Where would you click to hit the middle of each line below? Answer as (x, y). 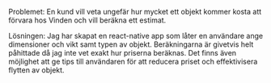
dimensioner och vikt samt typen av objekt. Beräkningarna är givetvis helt (131, 44)
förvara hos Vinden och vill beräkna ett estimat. (87, 20)
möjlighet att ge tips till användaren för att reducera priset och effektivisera (133, 61)
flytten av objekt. (36, 70)
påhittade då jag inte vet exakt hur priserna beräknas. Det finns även (123, 53)
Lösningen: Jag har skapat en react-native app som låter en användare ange (136, 36)
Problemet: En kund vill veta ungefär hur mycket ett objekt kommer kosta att (135, 12)
